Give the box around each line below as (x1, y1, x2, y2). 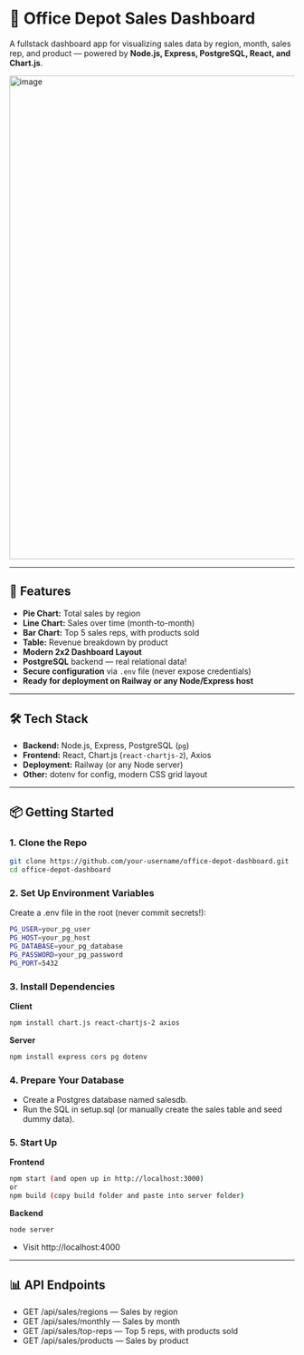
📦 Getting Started (9, 804, 115, 820)
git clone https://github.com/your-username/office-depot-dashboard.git (9, 857, 290, 866)
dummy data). (22, 1114, 75, 1125)
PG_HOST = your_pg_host (9, 933, 91, 942)
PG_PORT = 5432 (9, 959, 59, 968)
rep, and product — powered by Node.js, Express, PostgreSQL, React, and (9, 47, 291, 58)
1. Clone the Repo (9, 836, 88, 849)
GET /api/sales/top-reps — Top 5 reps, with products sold (22, 1325, 238, 1336)
